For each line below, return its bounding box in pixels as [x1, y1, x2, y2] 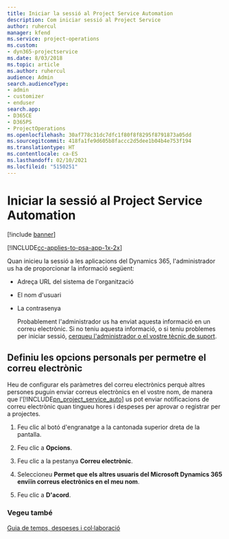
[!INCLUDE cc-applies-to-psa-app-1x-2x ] [7, 243, 123, 251]
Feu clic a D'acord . [16, 491, 71, 499]
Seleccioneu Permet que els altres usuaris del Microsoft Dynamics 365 [16, 470, 223, 479]
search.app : [7, 106, 41, 113]
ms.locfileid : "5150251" [7, 163, 78, 170]
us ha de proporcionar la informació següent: [7, 264, 135, 272]
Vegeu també [7, 508, 53, 518]
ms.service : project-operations [7, 36, 99, 43]
